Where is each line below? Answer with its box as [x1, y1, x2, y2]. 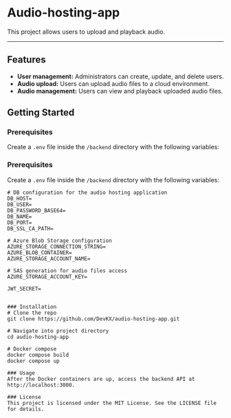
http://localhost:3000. [7, 382, 76, 388]
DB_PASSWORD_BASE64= [7, 207, 67, 214]
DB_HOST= [7, 195, 32, 202]
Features [7, 54, 46, 66]
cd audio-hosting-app [7, 333, 69, 340]
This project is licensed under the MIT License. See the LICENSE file [7, 399, 217, 406]
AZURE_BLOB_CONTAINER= [7, 249, 72, 256]
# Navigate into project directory [7, 327, 109, 334]
